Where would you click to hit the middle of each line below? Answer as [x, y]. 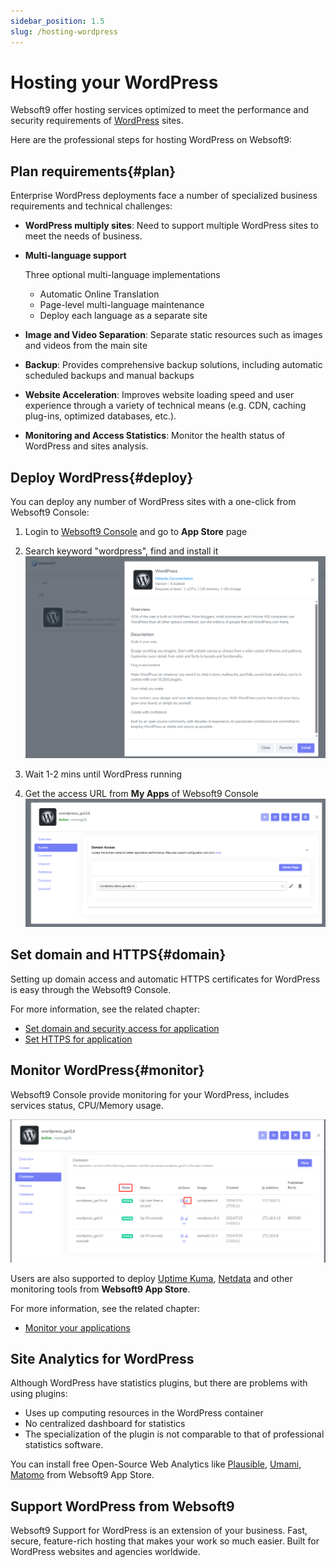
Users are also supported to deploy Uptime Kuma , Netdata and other [151, 1278]
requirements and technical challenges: [91, 206]
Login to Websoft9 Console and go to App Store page [136, 532]
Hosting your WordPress [114, 82]
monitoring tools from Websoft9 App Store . [100, 1289]
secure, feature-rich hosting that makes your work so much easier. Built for [165, 1541]
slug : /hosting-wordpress [64, 31]
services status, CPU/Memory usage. [87, 1105]
